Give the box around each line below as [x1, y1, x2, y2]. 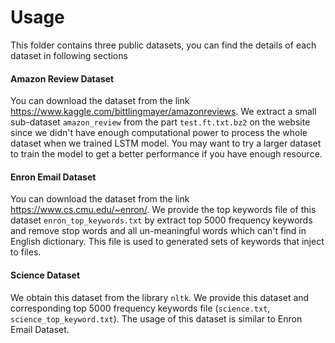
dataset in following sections [10, 49, 128, 61]
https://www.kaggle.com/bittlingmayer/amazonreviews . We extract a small [10, 106, 317, 118]
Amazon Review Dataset [10, 72, 115, 85]
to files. [10, 246, 42, 258]
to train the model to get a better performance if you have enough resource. [10, 148, 323, 160]
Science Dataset [10, 269, 81, 281]
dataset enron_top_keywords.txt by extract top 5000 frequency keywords [10, 214, 313, 226]
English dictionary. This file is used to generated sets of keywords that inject [10, 236, 325, 248]
